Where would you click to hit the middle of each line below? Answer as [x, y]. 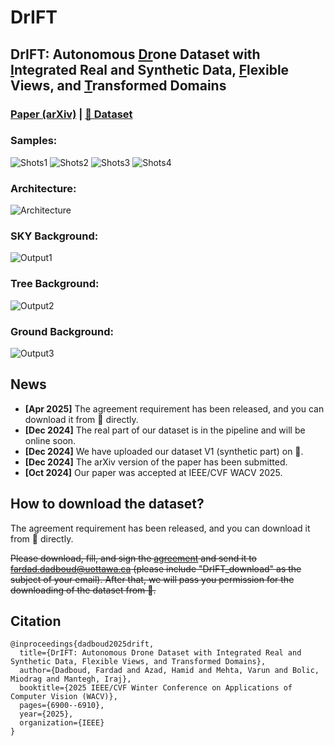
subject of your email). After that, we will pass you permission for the [152, 579]
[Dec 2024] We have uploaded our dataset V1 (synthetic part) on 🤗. [164, 451]
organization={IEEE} [62, 723]
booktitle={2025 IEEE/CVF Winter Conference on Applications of [156, 688]
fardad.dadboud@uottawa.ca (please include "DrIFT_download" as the [156, 568]
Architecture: [43, 188]
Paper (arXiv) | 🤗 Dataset [71, 114]
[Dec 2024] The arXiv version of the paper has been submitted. [156, 462]
